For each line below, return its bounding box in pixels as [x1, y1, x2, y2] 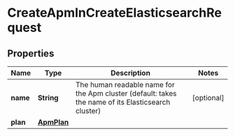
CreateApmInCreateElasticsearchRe [7, 5, 222, 21]
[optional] [192, 93, 225, 103]
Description [111, 68, 150, 77]
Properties [7, 47, 55, 59]
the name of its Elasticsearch [76, 98, 171, 107]
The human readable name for [76, 80, 175, 89]
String [37, 93, 59, 103]
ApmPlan [37, 117, 69, 127]
